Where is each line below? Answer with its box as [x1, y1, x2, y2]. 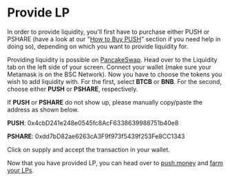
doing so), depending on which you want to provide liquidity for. [7, 42, 189, 50]
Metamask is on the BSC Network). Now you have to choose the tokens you [7, 70, 222, 78]
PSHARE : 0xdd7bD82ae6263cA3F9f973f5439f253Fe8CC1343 [7, 132, 185, 140]
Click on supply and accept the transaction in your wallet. [7, 145, 170, 153]
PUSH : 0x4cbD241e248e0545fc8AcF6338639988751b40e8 [7, 118, 179, 127]
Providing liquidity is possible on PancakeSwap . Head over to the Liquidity [7, 55, 218, 63]
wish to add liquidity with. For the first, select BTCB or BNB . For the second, [7, 77, 222, 85]
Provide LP [7, 5, 70, 21]
